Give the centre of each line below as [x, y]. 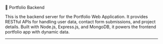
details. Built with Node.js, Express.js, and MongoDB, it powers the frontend [81, 27]
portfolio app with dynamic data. [37, 32]
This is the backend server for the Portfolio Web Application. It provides [76, 16]
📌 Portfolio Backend [25, 7]
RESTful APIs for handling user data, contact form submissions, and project [81, 22]
